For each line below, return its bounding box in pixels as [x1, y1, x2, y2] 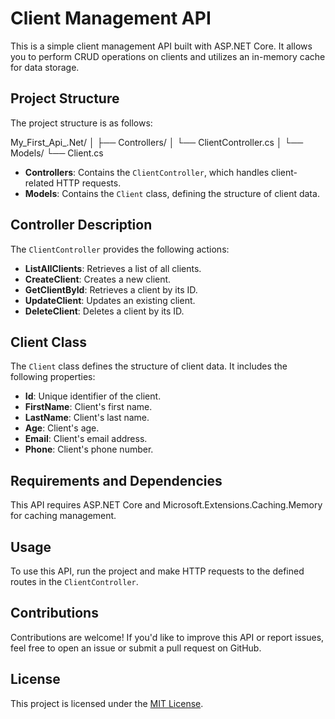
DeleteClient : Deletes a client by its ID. [24, 305, 185, 317]
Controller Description [10, 217, 153, 234]
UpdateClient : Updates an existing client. [24, 294, 196, 306]
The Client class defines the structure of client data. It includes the [10, 360, 288, 372]
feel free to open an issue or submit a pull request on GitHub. [10, 642, 262, 654]
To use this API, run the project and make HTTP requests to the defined [10, 565, 305, 577]
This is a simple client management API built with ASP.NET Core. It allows [10, 40, 313, 52]
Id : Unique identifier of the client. [24, 390, 162, 402]
